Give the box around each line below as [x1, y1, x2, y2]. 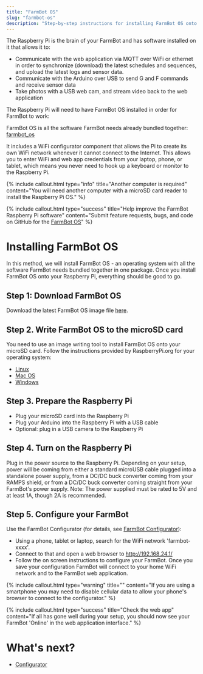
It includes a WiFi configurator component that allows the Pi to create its [6, 143, 187, 150]
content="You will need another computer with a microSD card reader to [6, 187, 188, 194]
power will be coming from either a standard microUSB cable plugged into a [6, 465, 196, 473]
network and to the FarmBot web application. [15, 570, 129, 577]
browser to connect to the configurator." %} [6, 595, 116, 602]
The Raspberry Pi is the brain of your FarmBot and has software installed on [6, 37, 196, 45]
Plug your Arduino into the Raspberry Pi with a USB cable [15, 419, 159, 426]
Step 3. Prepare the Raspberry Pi [6, 396, 132, 407]
